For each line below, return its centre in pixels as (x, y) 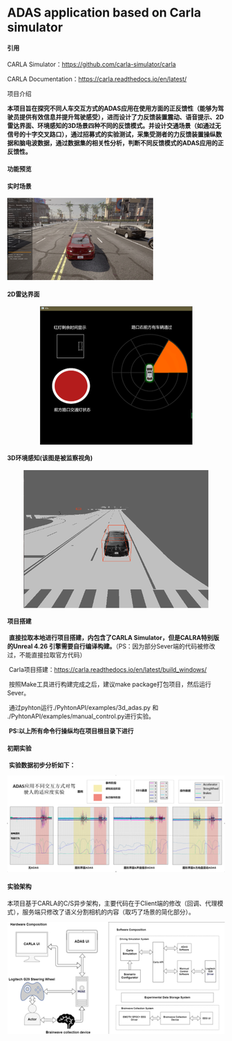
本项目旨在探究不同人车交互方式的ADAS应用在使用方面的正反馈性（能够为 (113, 109)
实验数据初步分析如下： (42, 765)
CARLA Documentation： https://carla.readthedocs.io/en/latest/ (97, 79)
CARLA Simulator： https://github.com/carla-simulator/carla (91, 64)
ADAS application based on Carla (104, 13)
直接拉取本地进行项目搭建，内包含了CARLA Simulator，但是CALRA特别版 (114, 638)
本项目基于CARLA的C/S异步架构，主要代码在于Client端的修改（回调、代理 (112, 903)
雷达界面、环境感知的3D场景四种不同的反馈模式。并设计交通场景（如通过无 (114, 126)
